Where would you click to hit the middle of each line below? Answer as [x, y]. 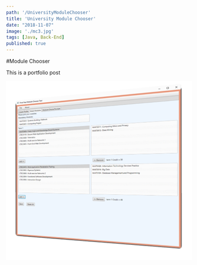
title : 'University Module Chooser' [51, 19]
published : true [26, 44]
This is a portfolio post [33, 73]
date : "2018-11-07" [30, 25]
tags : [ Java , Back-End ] [35, 37]
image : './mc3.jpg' [30, 31]
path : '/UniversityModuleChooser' [49, 12]
